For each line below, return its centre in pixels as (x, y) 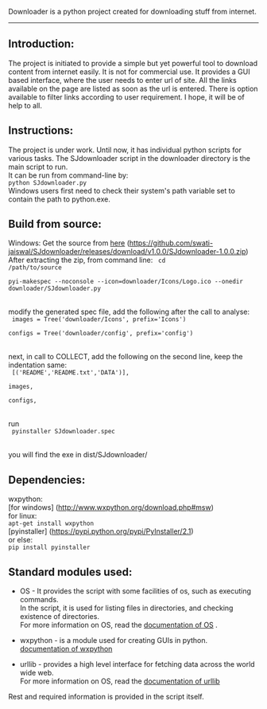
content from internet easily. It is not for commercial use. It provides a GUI (129, 72)
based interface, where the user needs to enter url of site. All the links (122, 80)
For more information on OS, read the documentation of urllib (120, 681)
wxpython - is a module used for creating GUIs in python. (114, 640)
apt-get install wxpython (51, 524)
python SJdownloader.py (48, 182)
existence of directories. (59, 617)
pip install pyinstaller (49, 548)
